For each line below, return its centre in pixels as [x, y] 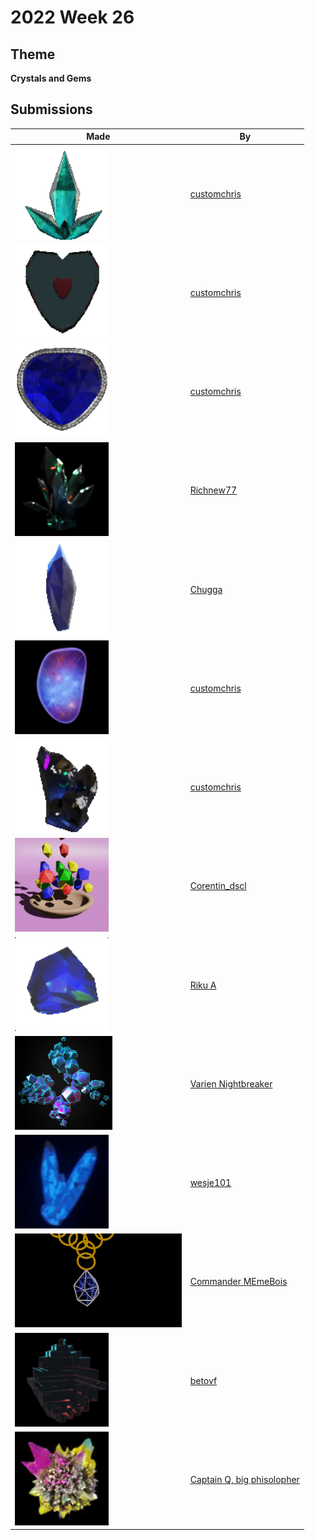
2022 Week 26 [72, 17]
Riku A [203, 985]
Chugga [206, 589]
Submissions [51, 109]
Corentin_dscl [218, 886]
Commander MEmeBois [238, 1282]
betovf [203, 1380]
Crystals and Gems [51, 78]
